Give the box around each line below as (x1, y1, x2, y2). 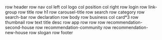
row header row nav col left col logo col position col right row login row (5, 4, 147, 10)
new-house (5, 30, 28, 35)
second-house (5, 25, 35, 30)
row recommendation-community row (35, 25, 111, 30)
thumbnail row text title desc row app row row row (5, 19, 106, 25)
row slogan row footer (29, 30, 73, 35)
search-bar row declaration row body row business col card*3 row (5, 14, 139, 20)
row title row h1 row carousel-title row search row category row (18, 9, 145, 15)
